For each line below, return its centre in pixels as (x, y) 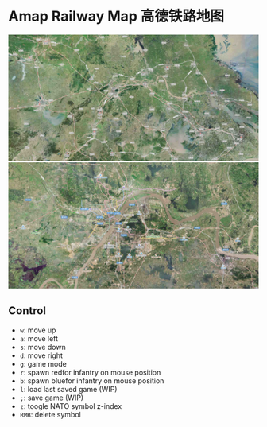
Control (27, 311)
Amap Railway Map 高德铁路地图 (116, 16)
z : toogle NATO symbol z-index (71, 406)
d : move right (41, 355)
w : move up (38, 330)
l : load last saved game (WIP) (68, 389)
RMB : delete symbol (50, 414)
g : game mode (43, 363)
